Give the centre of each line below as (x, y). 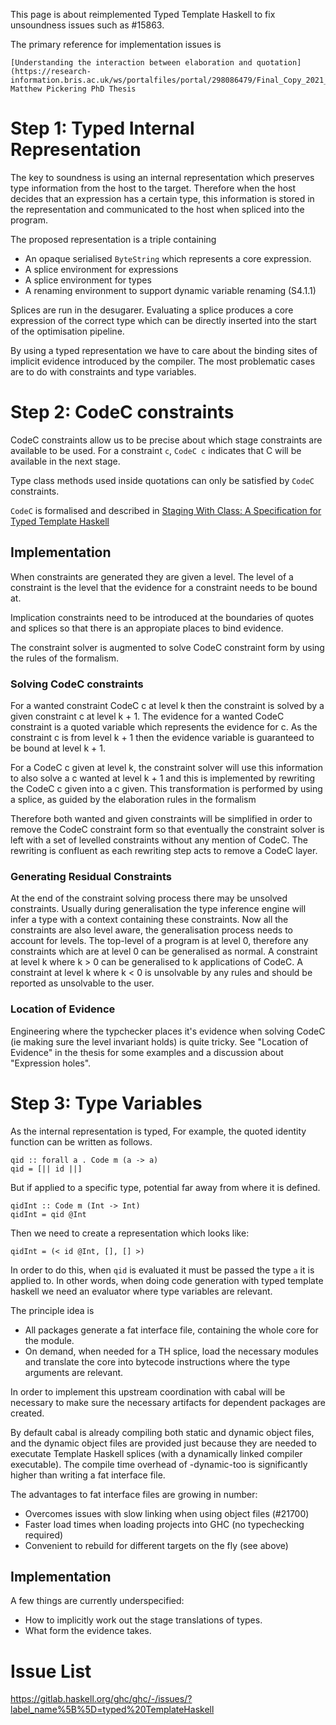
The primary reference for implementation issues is (116, 44)
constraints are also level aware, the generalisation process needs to (151, 930)
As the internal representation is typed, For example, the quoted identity (158, 1131)
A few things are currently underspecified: (97, 1601)
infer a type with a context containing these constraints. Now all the (149, 920)
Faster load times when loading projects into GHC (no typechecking (164, 1524)
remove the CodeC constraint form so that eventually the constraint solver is (167, 829)
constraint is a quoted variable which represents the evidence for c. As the (164, 726)
